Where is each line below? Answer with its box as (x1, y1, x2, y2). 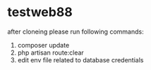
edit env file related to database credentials (17, 55, 144, 64)
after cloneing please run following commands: (7, 27, 144, 36)
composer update (17, 41, 70, 49)
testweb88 (7, 4, 73, 20)
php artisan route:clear (17, 48, 85, 57)
